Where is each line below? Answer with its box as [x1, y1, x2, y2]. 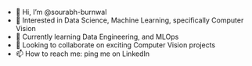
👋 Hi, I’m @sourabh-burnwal [15, 8, 107, 16]
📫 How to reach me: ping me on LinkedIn [15, 49, 150, 58]
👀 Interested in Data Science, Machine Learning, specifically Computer [15, 16, 244, 25]
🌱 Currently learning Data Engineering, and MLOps [15, 32, 179, 41]
